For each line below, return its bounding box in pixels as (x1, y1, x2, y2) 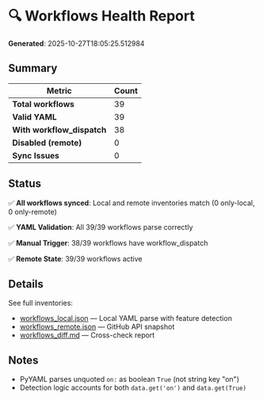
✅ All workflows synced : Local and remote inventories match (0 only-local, (8, 198, 255, 208)
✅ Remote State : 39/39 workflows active (8, 253, 143, 263)
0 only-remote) (8, 207, 58, 216)
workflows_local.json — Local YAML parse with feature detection (19, 314, 232, 323)
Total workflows (12, 98, 75, 109)
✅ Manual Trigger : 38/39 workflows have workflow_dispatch (8, 238, 208, 247)
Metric (46, 85, 73, 96)
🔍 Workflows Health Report (8, 7, 196, 25)
